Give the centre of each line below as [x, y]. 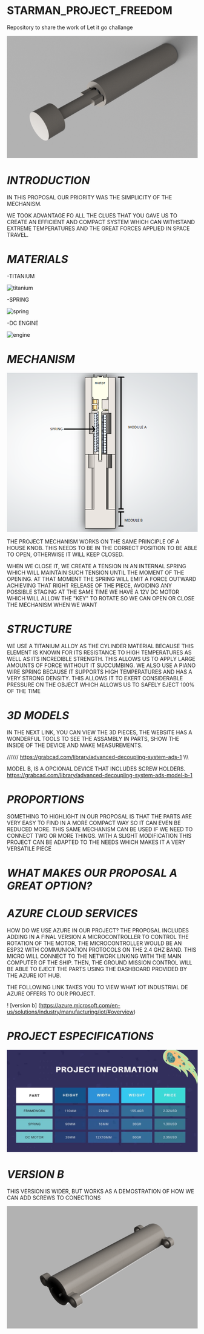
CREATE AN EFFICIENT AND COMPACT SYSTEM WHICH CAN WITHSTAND [101, 222]
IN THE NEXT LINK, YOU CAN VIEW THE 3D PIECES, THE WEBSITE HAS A [100, 732]
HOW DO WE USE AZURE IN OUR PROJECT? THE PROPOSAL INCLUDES [98, 930]
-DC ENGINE [23, 323]
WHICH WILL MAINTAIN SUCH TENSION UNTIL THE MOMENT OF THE [96, 572]
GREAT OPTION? [50, 886]
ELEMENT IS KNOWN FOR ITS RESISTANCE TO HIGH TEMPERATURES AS [99, 652]
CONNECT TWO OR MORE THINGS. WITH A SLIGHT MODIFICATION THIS [99, 835]
